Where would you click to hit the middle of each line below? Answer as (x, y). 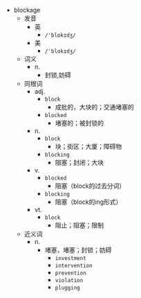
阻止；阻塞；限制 (79, 225)
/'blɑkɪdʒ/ (60, 51)
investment (70, 258)
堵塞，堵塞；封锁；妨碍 (78, 250)
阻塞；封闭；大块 (79, 163)
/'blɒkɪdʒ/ (60, 35)
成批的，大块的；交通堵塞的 (94, 107)
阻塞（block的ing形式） (88, 202)
